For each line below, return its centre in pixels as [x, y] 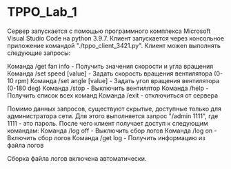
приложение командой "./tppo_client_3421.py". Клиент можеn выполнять [114, 45]
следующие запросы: [39, 53]
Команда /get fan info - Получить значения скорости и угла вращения [110, 66]
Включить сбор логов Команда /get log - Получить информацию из [106, 137]
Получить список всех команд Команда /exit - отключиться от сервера [113, 95]
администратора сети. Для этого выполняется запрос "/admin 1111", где [113, 116]
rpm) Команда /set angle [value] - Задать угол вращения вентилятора [117, 80]
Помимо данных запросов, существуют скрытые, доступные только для [114, 109]
